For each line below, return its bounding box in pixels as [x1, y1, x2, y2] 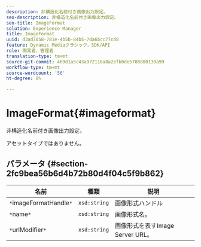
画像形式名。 [114, 210, 151, 218]
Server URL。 [114, 230, 153, 239]
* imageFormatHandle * [9, 199, 73, 207]
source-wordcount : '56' [6, 70, 66, 76]
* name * [9, 210, 32, 218]
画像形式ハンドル [114, 199, 163, 207]
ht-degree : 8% [6, 75, 42, 81]
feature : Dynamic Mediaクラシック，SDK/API [6, 42, 111, 48]
